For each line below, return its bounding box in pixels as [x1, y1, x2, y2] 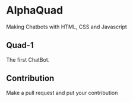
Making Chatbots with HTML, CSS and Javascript [6, 23, 128, 30]
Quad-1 [6, 40, 34, 50]
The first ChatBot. [6, 56, 50, 63]
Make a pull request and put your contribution [6, 89, 118, 96]
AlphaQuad [6, 4, 64, 17]
